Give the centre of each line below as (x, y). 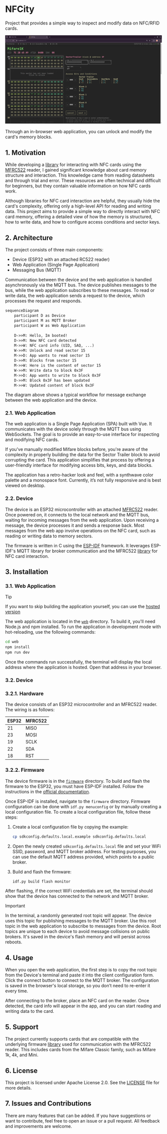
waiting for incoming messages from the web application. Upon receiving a (82, 520)
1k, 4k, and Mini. (22, 1055)
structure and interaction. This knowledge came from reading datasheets (80, 175)
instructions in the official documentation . (48, 791)
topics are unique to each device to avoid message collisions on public (78, 931)
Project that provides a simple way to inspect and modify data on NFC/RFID (83, 23)
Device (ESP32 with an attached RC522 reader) (61, 259)
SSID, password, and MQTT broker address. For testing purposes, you (84, 851)
